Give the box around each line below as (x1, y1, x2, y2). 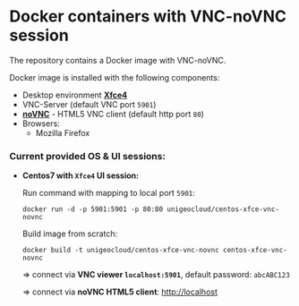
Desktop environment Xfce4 (21, 89, 128, 100)
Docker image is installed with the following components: (9, 72, 220, 82)
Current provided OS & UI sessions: (9, 149, 166, 162)
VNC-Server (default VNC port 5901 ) (21, 98, 157, 109)
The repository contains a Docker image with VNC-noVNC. (9, 55, 226, 65)
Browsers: (21, 118, 60, 129)
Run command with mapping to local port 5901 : (21, 188, 195, 199)
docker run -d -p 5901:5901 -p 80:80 (21, 205, 164, 214)
